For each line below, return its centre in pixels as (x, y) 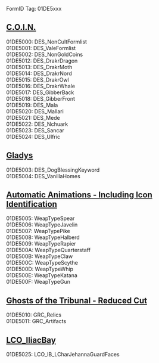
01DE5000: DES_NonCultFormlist (47, 42)
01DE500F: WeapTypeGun (38, 282)
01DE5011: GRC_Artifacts (36, 321)
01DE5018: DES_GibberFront (41, 98)
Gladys (20, 155)
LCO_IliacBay (31, 340)
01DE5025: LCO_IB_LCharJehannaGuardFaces (63, 355)
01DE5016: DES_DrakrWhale (41, 86)
